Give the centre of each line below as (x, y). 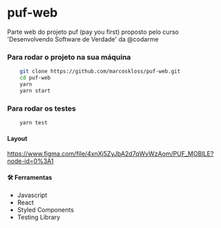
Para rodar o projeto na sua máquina (69, 57)
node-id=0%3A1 (30, 161)
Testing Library (39, 217)
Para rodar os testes (41, 108)
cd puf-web (35, 78)
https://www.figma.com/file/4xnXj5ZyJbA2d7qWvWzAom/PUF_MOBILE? (110, 154)
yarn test (34, 123)
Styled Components (46, 210)
